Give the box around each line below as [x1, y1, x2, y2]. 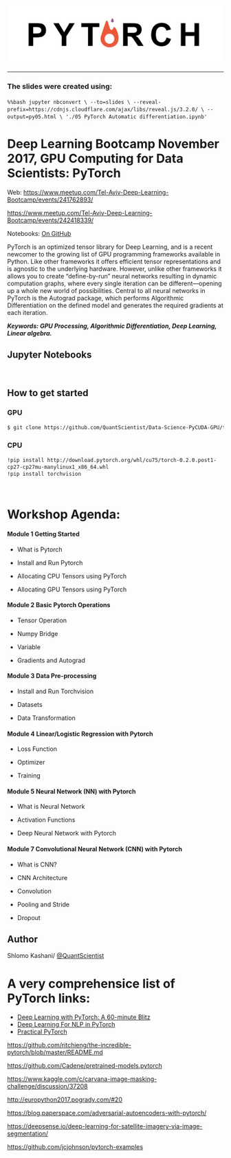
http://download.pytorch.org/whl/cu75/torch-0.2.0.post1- [47, 457, 217, 464]
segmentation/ [7, 1130, 49, 1138]
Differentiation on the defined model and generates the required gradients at [7, 301, 223, 309]
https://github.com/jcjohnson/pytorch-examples [7, 1143, 143, 1151]
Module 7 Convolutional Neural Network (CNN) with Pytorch [7, 845, 183, 853]
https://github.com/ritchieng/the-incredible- [7, 1041, 132, 1049]
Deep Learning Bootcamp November [7, 136, 220, 151]
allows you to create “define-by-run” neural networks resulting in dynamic [7, 272, 217, 280]
